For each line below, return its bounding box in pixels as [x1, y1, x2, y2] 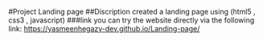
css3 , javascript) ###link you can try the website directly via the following [8, 15, 255, 25]
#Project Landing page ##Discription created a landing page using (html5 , [8, 7, 256, 16]
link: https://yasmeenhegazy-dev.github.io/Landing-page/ [8, 24, 200, 33]
